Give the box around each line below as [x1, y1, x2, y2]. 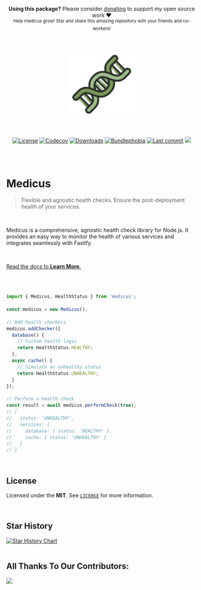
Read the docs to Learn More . [6, 263, 82, 270]
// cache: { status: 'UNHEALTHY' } [6, 434, 107, 440]
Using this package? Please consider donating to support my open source [8, 5, 195, 12]
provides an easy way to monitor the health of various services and [6, 233, 174, 240]
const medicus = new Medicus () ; [6, 306, 88, 312]
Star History [6, 521, 53, 531]
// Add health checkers [6, 319, 67, 325]
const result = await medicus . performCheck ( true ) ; [6, 403, 137, 409]
